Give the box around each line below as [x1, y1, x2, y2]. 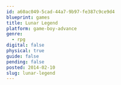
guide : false [6, 53, 39, 59]
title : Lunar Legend [6, 20, 59, 26]
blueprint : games [6, 14, 50, 20]
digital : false [6, 42, 45, 48]
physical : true [6, 48, 45, 54]
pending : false [6, 59, 45, 65]
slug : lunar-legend [6, 70, 56, 76]
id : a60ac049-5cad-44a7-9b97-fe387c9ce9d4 [6, 8, 115, 15]
